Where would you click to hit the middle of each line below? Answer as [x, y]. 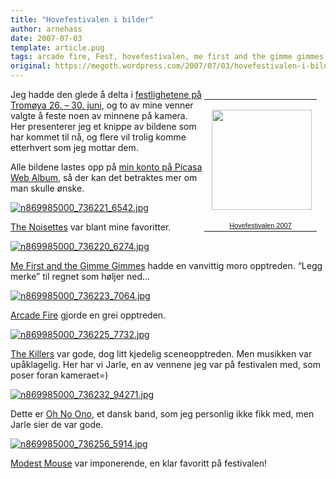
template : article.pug [57, 47]
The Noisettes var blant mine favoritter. [91, 227]
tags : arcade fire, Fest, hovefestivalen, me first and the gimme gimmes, [169, 57]
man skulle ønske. [47, 188]
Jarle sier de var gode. [57, 424]
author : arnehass [46, 29]
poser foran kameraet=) [59, 375]
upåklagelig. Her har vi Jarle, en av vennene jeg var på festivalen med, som [165, 364]
